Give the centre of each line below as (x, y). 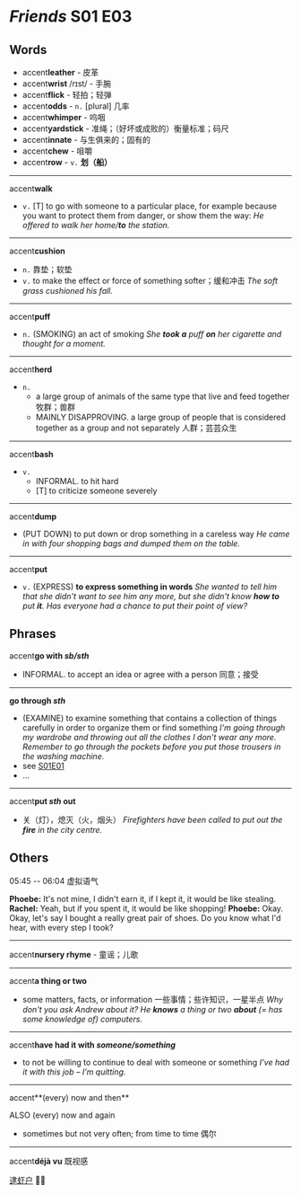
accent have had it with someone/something (93, 1045)
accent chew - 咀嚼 (57, 151)
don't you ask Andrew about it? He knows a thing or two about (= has (152, 1009)
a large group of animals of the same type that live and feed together (163, 396)
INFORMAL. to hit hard (77, 481)
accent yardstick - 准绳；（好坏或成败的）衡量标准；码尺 (125, 128)
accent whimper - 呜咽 (64, 117)
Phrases (33, 634)
